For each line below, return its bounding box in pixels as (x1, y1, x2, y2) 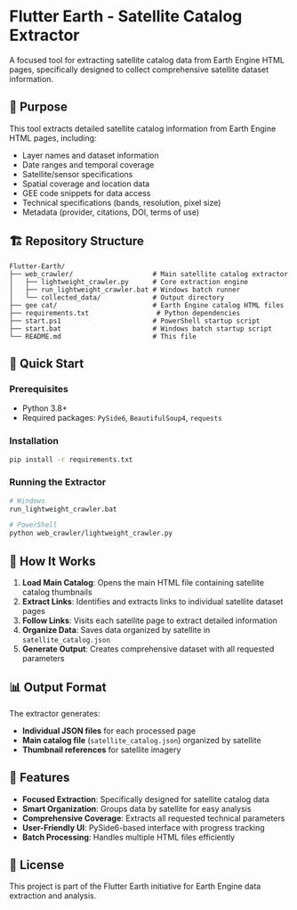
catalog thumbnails (21, 586, 92, 598)
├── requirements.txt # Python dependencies (9, 308, 241, 317)
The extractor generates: (9, 708, 100, 718)
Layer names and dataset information (21, 150, 159, 160)
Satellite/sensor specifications (21, 168, 133, 179)
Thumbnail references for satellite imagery (21, 744, 181, 755)
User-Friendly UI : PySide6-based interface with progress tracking (21, 822, 265, 832)
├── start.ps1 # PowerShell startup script (9, 316, 261, 325)
